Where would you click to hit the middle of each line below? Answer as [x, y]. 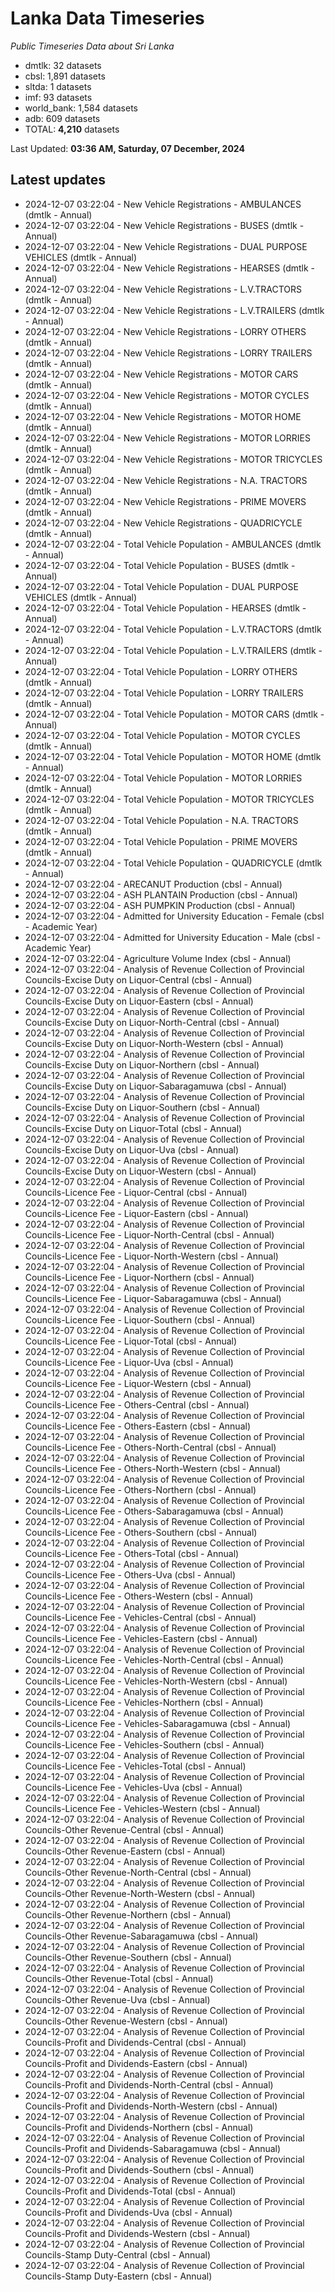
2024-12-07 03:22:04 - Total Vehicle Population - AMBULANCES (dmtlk [173, 544]
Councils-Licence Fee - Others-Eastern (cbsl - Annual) [138, 1426]
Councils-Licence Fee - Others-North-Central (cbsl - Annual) [150, 1447]
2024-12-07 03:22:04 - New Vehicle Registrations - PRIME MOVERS [165, 501]
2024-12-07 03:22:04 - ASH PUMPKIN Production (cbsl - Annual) [160, 905]
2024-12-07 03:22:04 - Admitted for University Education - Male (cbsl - [173, 937]
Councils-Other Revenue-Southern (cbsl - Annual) [128, 1957]
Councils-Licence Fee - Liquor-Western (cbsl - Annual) [138, 1383]
